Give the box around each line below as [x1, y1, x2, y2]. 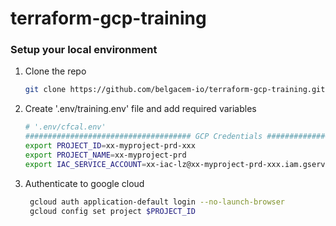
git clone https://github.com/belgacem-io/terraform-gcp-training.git [24, 85, 326, 95]
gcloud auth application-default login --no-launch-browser [29, 197, 286, 207]
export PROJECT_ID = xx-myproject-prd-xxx [24, 141, 196, 151]
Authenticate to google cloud [24, 177, 145, 189]
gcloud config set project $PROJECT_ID [29, 206, 196, 216]
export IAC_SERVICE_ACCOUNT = [24, 159, 147, 169]
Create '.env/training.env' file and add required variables [24, 103, 257, 115]
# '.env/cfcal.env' [24, 122, 107, 132]
